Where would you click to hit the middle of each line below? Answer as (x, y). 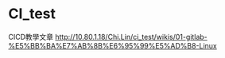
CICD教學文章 (31, 37)
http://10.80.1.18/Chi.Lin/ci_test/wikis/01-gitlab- (132, 37)
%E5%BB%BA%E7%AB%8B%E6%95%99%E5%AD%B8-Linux (112, 45)
